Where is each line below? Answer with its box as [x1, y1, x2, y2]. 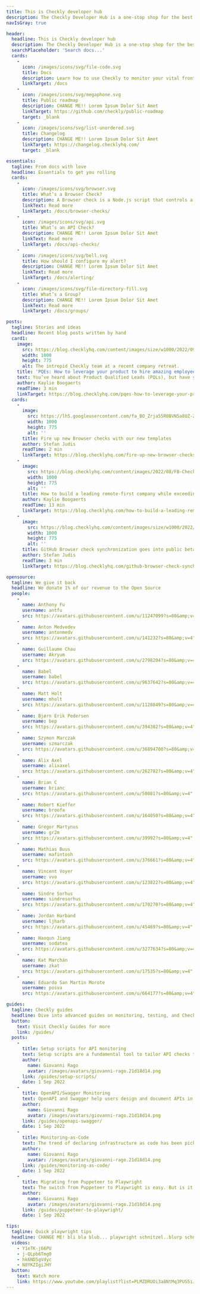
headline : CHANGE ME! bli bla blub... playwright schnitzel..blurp [11, 1234, 183, 1240]
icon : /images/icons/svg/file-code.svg [21, 64, 121, 70]
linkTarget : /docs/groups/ [21, 308, 89, 314]
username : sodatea [21, 940, 68, 947]
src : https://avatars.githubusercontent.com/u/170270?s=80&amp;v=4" [21, 901, 196, 908]
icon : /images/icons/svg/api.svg [21, 219, 105, 225]
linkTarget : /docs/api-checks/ [21, 241, 100, 247]
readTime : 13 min [21, 502, 65, 508]
